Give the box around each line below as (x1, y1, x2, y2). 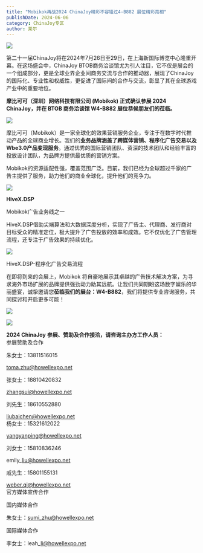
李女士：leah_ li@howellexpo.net (6, 540, 86, 547)
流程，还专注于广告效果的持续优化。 (6, 236, 97, 244)
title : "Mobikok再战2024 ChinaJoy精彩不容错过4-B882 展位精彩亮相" (6, 8, 167, 15)
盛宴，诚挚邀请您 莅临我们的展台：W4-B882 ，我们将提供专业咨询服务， (11, 288, 190, 296)
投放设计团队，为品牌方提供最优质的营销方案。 (6, 152, 123, 159)
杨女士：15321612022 (6, 420, 60, 427)
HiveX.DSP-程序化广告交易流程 (6, 260, 83, 268)
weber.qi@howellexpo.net (6, 481, 71, 488)
